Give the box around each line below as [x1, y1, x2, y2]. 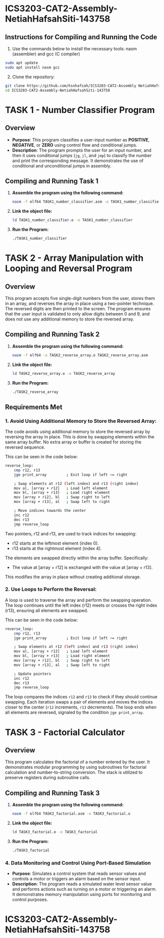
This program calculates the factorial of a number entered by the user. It [5, 759, 150, 765]
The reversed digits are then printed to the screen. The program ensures [5, 305, 151, 311]
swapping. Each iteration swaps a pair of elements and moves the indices [5, 699, 153, 705]
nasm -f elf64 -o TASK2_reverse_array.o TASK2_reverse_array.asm [12, 353, 148, 358]
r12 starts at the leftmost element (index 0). [12, 540, 99, 546]
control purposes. [12, 896, 48, 903]
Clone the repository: [12, 74, 55, 80]
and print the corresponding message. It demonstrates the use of [12, 158, 144, 163]
